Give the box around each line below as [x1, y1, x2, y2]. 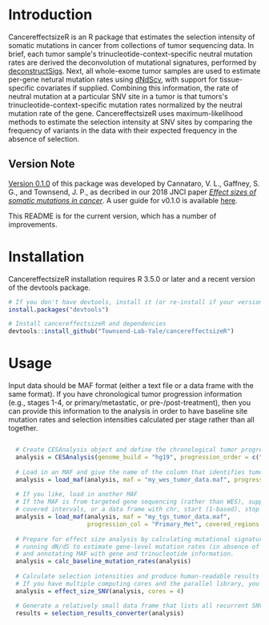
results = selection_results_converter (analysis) [15, 609, 184, 617]
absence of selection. [8, 134, 80, 143]
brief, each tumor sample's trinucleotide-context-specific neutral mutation [8, 49, 254, 58]
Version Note [8, 158, 75, 171]
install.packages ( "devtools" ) [8, 306, 110, 314]
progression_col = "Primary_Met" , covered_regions [86, 520, 260, 528]
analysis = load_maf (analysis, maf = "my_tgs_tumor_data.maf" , [15, 513, 231, 521]
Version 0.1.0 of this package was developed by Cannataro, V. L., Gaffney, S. [8, 178, 260, 188]
